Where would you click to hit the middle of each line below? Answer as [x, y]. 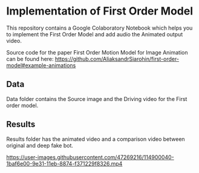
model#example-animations [41, 65]
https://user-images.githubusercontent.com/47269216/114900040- [90, 157]
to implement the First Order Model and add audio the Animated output [95, 34]
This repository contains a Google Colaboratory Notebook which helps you [99, 28]
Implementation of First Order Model [100, 11]
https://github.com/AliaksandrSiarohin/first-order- [117, 59]
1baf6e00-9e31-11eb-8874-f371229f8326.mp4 [64, 163]
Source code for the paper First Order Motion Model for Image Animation [97, 52]
